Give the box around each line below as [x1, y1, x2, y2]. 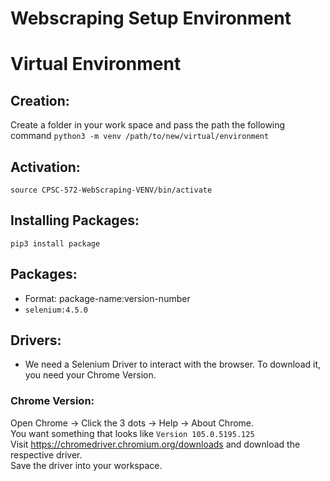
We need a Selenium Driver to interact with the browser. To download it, [24, 358, 322, 371]
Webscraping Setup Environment [10, 7, 292, 30]
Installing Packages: [10, 212, 140, 229]
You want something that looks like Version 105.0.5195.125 [10, 427, 255, 439]
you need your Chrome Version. [24, 369, 157, 381]
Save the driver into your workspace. [10, 459, 163, 471]
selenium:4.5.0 [24, 305, 89, 315]
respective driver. [10, 448, 83, 461]
